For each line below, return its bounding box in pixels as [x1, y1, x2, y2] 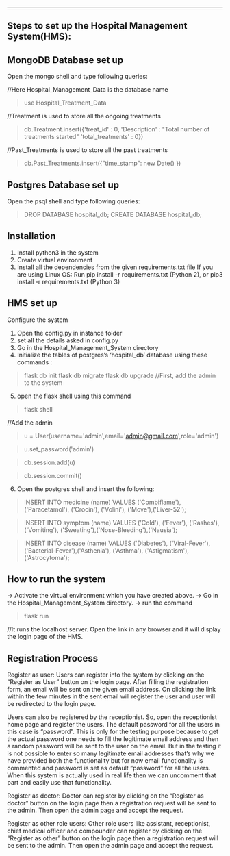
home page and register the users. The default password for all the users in [7, 720, 220, 729]
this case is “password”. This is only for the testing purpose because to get [7, 727, 219, 736]
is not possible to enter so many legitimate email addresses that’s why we [7, 749, 214, 757]
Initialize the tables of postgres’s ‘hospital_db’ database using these [16, 351, 207, 359]
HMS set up [7, 297, 58, 309]
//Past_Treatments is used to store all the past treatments [7, 146, 168, 154]
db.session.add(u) [23, 458, 75, 466]
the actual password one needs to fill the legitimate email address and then [7, 735, 219, 743]
